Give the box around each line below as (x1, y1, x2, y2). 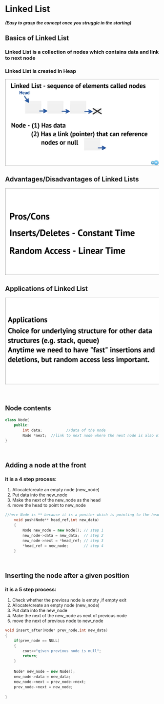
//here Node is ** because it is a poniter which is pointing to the (5, 512, 150, 518)
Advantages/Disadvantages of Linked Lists (5, 175, 139, 183)
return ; (22, 654, 38, 659)
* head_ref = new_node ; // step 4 (22, 543, 104, 548)
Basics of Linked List (5, 34, 69, 42)
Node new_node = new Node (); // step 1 (22, 528, 104, 533)
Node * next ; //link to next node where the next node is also (22, 433, 154, 438)
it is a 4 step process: (5, 476, 57, 483)
